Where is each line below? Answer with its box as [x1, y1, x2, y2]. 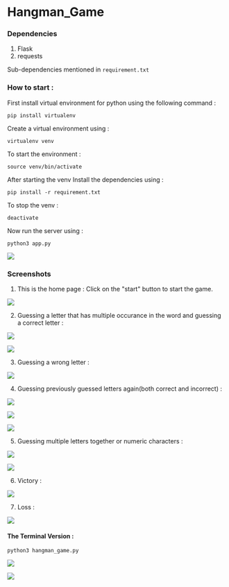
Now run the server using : [7, 226, 83, 235]
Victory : [17, 477, 42, 485]
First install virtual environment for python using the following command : [7, 99, 217, 107]
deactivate [7, 214, 39, 221]
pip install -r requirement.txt [7, 189, 101, 196]
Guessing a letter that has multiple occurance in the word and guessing [17, 312, 221, 320]
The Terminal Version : [7, 531, 74, 540]
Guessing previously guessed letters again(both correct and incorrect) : [17, 384, 223, 393]
